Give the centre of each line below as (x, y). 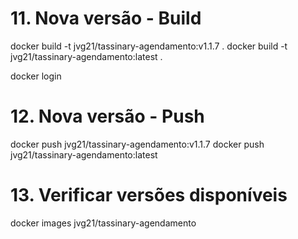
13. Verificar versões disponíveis (149, 195)
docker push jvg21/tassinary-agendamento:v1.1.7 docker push (137, 144)
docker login (36, 76)
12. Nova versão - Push (107, 116)
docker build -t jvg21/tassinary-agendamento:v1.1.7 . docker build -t (149, 46)
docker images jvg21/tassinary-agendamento (103, 223)
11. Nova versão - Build (106, 18)
